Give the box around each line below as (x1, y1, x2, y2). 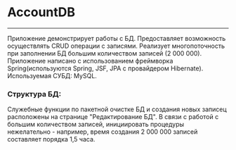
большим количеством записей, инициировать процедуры (7, 120, 185, 129)
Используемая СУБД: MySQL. (7, 71, 97, 80)
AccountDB (7, 4, 76, 20)
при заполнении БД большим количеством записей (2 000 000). (7, 49, 202, 57)
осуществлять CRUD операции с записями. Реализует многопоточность (7, 42, 225, 50)
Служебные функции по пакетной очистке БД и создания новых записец (7, 105, 227, 113)
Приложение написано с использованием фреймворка (7, 56, 173, 65)
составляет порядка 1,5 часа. (7, 135, 96, 144)
